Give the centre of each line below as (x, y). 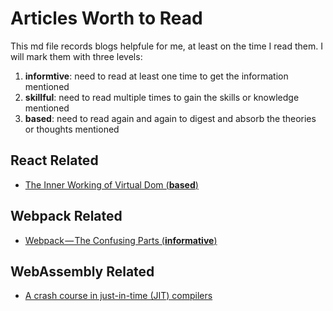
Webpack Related (66, 216)
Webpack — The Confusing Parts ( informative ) (121, 240)
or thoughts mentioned (72, 129)
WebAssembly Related (82, 271)
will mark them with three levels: (76, 56)
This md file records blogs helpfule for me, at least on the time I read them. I (166, 46)
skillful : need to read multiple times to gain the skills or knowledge (162, 97)
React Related (54, 160)
